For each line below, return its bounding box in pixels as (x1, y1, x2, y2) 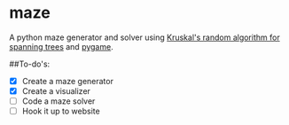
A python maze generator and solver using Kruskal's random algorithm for (9, 32, 281, 43)
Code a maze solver (21, 96, 96, 106)
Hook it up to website (21, 105, 100, 117)
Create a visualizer (21, 86, 91, 96)
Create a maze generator (21, 75, 113, 86)
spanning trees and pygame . (9, 41, 113, 51)
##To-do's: (9, 59, 51, 69)
